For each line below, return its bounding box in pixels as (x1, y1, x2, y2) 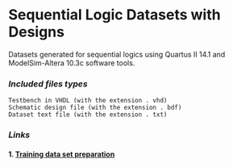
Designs (8, 23, 64, 41)
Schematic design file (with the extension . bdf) (8, 103, 182, 112)
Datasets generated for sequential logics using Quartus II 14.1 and (8, 49, 226, 59)
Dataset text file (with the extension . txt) (8, 111, 168, 119)
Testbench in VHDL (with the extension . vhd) (8, 97, 168, 105)
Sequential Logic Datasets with (8, 6, 221, 24)
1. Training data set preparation (8, 149, 115, 159)
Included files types (8, 78, 88, 90)
